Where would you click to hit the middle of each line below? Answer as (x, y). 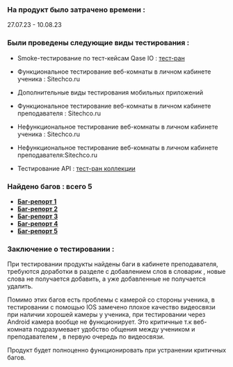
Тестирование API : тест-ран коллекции (76, 168)
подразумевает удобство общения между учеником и (114, 329)
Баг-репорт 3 (38, 216)
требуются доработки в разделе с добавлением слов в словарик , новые (116, 272)
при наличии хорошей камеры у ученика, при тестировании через (106, 315)
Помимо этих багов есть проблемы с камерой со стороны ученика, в (111, 300)
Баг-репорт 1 (37, 201)
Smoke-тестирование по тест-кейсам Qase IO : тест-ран (101, 58)
